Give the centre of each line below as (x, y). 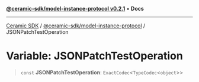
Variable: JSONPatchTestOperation (95, 56)
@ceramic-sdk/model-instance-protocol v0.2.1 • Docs (75, 9)
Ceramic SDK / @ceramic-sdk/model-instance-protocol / (76, 26)
